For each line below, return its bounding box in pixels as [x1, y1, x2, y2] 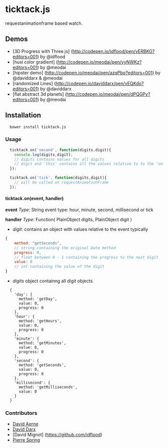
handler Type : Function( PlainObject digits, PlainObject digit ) [5, 217, 132, 223]
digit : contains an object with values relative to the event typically [12, 226, 148, 232]
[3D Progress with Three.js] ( [12, 48, 73, 54]
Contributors [5, 409, 38, 416]
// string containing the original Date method [14, 245, 116, 250]
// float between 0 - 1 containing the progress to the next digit [14, 254, 158, 260]
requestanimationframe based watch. [5, 20, 83, 26]
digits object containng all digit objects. [12, 278, 94, 284]
